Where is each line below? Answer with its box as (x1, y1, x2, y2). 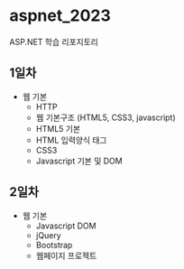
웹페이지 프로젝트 (35, 250, 97, 261)
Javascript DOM (35, 220, 97, 231)
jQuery (35, 229, 61, 240)
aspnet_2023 (9, 5, 111, 26)
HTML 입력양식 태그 (35, 134, 107, 145)
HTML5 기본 (35, 123, 81, 134)
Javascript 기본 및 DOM (35, 155, 124, 166)
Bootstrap (35, 239, 73, 250)
